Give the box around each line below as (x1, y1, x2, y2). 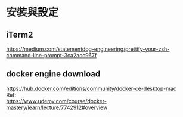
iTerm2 (6, 29, 33, 39)
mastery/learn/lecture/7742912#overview (6, 104, 108, 111)
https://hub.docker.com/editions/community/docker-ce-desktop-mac (6, 85, 177, 92)
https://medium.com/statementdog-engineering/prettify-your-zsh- (6, 45, 170, 53)
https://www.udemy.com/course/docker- (6, 97, 107, 104)
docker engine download (6, 69, 101, 79)
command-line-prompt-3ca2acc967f (6, 52, 97, 59)
